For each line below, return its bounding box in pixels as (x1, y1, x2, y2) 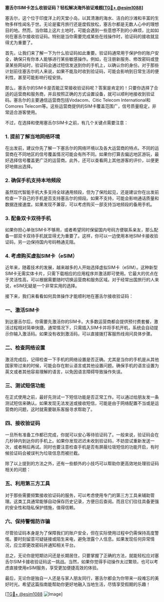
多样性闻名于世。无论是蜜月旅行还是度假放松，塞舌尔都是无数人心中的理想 (9, 22, 159, 27)
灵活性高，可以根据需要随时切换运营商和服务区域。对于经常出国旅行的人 (9, 277, 155, 283)
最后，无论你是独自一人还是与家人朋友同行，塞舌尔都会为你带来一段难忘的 (5, 575, 155, 581)
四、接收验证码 (5, 420, 41, 426)
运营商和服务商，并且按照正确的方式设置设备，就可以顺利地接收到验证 (13, 91, 155, 97)
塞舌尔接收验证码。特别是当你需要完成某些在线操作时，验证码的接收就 (13, 34, 155, 39)
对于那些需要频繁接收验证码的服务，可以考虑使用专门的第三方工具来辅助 (5, 492, 150, 498)
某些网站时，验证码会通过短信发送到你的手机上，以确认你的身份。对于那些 (9, 62, 159, 68)
